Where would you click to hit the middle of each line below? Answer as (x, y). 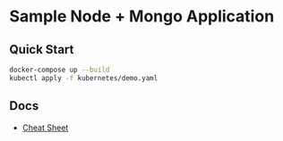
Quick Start (42, 50)
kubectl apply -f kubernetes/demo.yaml (84, 78)
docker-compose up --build (60, 70)
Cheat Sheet (45, 128)
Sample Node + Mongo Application (142, 17)
